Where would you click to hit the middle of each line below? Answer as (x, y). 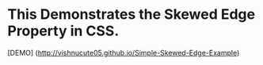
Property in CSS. (63, 31)
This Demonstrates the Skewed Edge (131, 14)
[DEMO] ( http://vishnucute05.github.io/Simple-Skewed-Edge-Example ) (124, 52)
